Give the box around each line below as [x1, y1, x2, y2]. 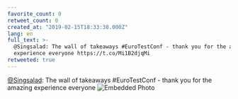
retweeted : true [7, 57, 55, 64]
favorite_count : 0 [7, 10, 62, 18]
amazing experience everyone [7, 83, 96, 92]
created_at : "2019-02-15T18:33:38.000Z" [7, 23, 129, 30]
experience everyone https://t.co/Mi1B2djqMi [13, 50, 151, 57]
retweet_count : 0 [7, 17, 59, 24]
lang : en [7, 30, 33, 37]
